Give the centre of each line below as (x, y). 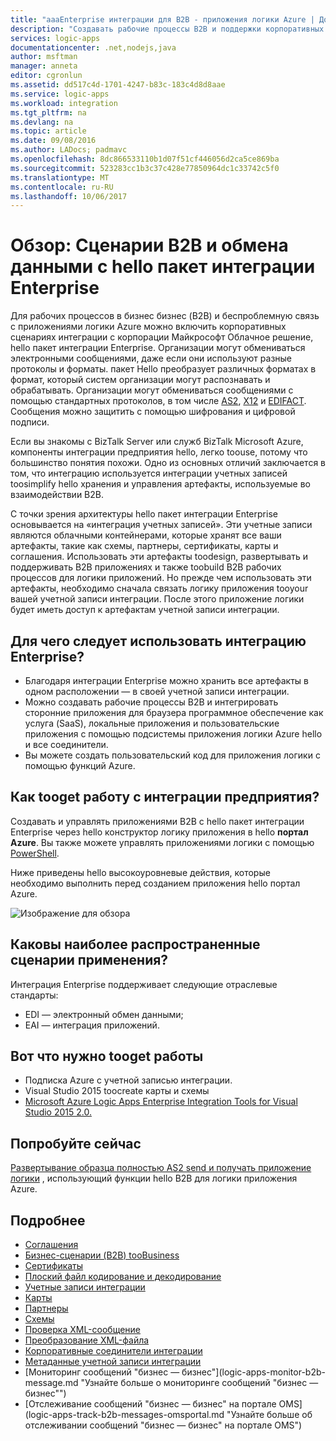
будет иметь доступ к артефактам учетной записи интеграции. (145, 610)
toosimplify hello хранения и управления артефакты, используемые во (160, 484)
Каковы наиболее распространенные (135, 944)
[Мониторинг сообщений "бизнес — (102, 1372)
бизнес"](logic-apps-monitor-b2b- (253, 1372)
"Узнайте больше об (269, 1415)
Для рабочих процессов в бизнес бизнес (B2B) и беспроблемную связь (165, 316)
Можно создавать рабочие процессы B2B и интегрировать (151, 702)
